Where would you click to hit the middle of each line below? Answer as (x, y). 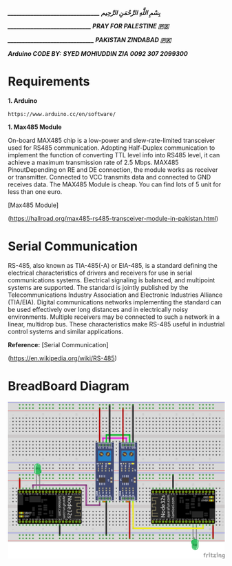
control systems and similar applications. (66, 331)
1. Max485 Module (35, 127)
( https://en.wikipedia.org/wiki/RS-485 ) (63, 358)
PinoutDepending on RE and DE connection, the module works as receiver (113, 169)
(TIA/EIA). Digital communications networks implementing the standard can (115, 302)
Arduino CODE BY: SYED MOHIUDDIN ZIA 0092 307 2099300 (98, 53)
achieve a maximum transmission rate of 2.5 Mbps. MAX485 (93, 162)
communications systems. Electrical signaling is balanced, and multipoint (112, 280)
